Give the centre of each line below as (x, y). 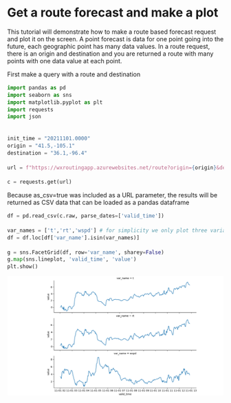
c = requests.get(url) (40, 182)
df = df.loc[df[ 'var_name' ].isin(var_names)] (73, 238)
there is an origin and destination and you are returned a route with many (110, 54)
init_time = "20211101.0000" (49, 139)
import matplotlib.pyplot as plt (55, 102)
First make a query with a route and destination (74, 74)
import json (24, 117)
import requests (30, 109)
